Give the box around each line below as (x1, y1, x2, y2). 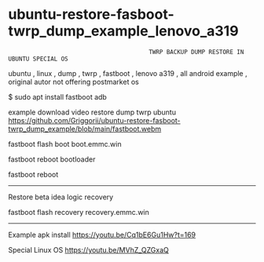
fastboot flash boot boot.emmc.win (8, 139, 122, 148)
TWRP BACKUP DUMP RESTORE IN (148, 48, 244, 56)
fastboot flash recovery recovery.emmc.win (8, 207, 149, 217)
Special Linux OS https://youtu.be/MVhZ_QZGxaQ (8, 245, 169, 254)
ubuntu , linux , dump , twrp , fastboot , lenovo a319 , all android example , (8, 68, 247, 78)
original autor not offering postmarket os (8, 77, 139, 86)
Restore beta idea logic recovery (8, 192, 114, 202)
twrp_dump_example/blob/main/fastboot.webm (8, 124, 162, 133)
